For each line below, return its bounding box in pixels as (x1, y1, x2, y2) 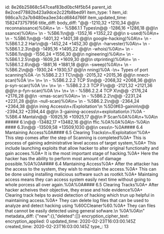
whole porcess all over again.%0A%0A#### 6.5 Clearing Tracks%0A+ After (5, 182, 159, 187)
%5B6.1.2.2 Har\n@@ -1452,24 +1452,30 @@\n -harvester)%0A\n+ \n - (5, 41, 150, 46)
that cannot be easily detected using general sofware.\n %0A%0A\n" (5, 208, 145, 213)
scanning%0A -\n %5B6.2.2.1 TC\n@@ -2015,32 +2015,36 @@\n (5, 72, 136, 78)
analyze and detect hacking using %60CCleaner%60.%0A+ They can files (5, 203, 156, 208)
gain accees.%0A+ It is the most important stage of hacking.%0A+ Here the (5, 150, 159, 156)
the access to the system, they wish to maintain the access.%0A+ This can (5, 166, 157, 172)
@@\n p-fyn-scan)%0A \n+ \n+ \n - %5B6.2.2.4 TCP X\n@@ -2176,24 (5, 88, 148, 93)
